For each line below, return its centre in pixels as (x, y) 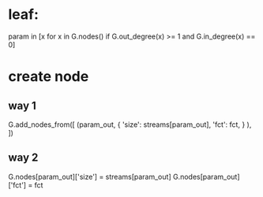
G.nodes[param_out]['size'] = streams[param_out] (90, 177)
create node (49, 77)
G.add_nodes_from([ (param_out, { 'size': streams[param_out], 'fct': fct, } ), (130, 125)
